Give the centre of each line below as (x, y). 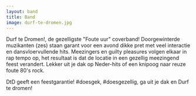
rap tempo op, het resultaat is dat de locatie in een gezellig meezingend (93, 58)
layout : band (22, 11)
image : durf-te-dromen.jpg (39, 22)
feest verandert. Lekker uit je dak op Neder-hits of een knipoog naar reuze (96, 64)
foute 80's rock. (26, 71)
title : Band (21, 17)
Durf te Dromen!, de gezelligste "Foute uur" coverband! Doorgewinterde (93, 39)
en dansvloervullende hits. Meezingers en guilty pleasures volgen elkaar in (97, 52)
